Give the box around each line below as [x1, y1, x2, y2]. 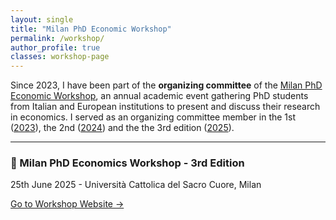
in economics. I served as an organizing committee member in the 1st [10, 111, 297, 123]
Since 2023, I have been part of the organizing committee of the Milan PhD [10, 79, 323, 91]
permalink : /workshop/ [10, 33, 105, 43]
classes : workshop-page [10, 52, 110, 62]
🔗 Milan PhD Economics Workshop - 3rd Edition [10, 156, 245, 170]
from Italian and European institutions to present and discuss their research [10, 101, 321, 113]
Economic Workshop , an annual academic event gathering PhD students [10, 90, 309, 102]
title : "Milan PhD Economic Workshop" [10, 24, 172, 34]
